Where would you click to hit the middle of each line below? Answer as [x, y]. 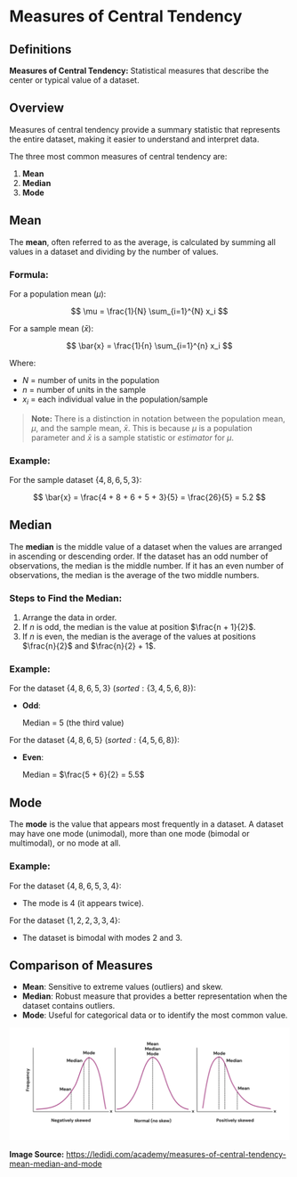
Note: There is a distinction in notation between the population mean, [158, 418]
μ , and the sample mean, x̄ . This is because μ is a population [142, 428]
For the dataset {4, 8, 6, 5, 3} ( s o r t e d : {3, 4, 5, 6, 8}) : [103, 689]
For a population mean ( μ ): [58, 294]
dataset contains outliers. [68, 1006]
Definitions [40, 49]
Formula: [29, 274]
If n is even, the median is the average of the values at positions [139, 637]
